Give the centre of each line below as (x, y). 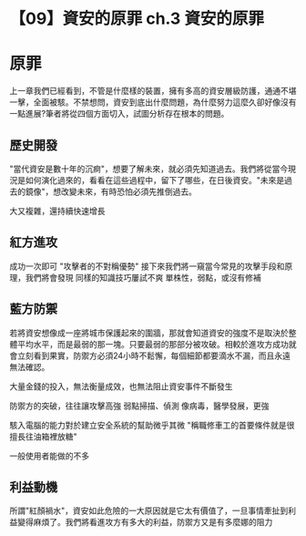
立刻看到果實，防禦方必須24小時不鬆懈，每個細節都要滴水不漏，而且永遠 (154, 356)
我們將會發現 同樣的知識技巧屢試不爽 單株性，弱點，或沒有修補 (143, 277)
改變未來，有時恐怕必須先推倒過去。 (129, 191)
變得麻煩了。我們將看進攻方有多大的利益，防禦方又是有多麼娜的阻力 (145, 522)
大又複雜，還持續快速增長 (57, 211)
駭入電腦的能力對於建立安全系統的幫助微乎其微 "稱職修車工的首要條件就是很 (152, 425)
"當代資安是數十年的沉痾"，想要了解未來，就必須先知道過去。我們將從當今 (149, 169)
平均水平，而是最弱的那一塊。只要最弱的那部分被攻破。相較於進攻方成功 (153, 344)
